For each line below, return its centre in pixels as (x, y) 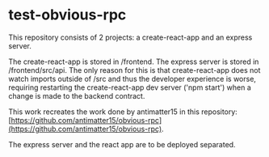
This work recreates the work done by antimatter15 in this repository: (123, 112)
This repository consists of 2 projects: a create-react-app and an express (130, 37)
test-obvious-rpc (67, 15)
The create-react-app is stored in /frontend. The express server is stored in (134, 62)
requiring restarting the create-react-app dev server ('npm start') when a (130, 87)
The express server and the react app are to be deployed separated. (122, 144)
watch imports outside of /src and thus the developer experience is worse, (132, 78)
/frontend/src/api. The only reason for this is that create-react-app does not (134, 70)
